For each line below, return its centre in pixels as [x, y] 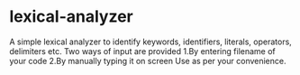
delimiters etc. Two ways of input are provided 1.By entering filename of [143, 51]
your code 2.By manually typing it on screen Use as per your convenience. [148, 61]
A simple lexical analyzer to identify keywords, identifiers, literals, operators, [151, 42]
